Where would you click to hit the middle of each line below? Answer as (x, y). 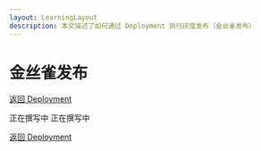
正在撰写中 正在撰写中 (50, 118)
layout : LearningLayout (54, 17)
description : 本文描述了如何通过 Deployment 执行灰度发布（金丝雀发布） (133, 26)
